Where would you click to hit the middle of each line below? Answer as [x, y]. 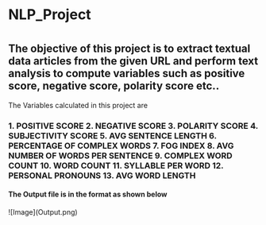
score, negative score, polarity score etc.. [114, 86]
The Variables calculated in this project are [78, 105]
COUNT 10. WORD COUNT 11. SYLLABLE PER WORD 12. [116, 165]
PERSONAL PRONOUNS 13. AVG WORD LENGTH [102, 175]
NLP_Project [50, 15]
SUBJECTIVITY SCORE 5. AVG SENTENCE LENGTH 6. [112, 135]
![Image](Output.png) [43, 211]
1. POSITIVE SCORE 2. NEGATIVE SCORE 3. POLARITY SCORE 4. [133, 126]
